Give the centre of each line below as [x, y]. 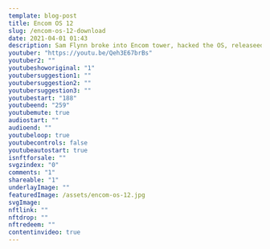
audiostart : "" [34, 120]
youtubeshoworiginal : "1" [51, 68]
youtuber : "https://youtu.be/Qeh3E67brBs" [80, 53]
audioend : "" [30, 128]
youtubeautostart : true [48, 150]
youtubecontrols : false [48, 143]
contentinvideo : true [45, 233]
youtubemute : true [39, 113]
